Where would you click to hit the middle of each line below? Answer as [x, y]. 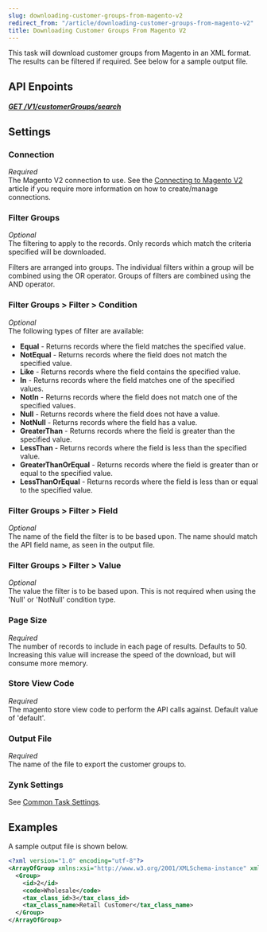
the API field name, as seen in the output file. [81, 544]
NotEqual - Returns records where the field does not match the [124, 354]
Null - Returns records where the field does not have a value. [120, 414]
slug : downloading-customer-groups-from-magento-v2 [95, 16]
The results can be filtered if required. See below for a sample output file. [128, 61]
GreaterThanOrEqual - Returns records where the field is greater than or [139, 464]
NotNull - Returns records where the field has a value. [108, 422]
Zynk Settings [36, 785]
